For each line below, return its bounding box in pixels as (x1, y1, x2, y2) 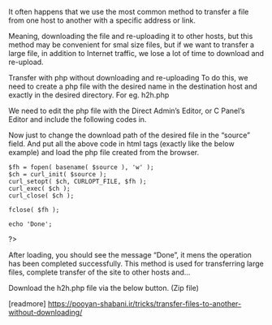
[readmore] (8, 299, 46, 308)
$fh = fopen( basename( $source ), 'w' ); (8, 163, 154, 171)
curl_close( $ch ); (8, 192, 75, 200)
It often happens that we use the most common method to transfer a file (8, 7, 249, 16)
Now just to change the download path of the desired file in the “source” (8, 130, 250, 140)
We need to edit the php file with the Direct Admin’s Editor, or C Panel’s (8, 106, 245, 115)
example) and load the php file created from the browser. (8, 148, 200, 157)
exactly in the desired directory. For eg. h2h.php (8, 90, 170, 100)
